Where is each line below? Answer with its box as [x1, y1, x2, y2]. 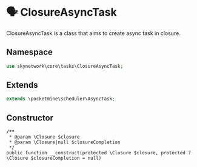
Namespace [6, 47, 53, 57]
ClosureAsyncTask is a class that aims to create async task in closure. [6, 29, 181, 37]
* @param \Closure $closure [8, 134, 80, 140]
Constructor [6, 113, 53, 123]
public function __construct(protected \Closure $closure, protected [6, 150, 186, 156]
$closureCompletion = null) [30, 156, 102, 162]
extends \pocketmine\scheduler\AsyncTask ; [6, 96, 115, 102]
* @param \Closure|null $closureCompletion [8, 139, 121, 146]
